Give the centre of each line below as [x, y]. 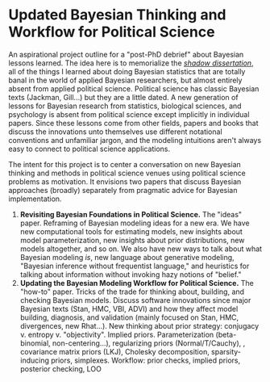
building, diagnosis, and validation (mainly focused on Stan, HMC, [129, 317]
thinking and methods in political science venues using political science [127, 173]
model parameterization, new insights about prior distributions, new [132, 240]
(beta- [226, 334]
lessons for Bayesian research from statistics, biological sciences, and [125, 106]
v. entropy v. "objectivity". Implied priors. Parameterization [117, 334]
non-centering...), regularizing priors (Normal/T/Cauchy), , [149, 343]
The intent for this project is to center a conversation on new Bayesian [125, 164]
